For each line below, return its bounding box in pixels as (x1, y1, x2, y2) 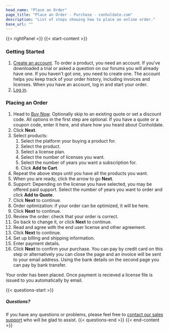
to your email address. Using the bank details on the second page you (13, 256, 159, 262)
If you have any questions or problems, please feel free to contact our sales (6, 311, 163, 317)
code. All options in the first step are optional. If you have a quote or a (13, 116, 159, 122)
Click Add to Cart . (20, 164, 59, 171)
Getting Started (6, 48, 45, 55)
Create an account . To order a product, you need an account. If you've (13, 59, 160, 66)
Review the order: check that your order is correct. (13, 213, 118, 219)
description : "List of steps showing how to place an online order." (6, 17, 156, 22)
